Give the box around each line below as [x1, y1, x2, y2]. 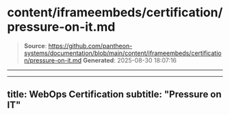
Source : [23, 42, 47, 50]
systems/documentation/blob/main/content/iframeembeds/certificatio [23, 49, 222, 57]
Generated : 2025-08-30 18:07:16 [83, 56, 177, 64]
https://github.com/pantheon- [48, 42, 133, 50]
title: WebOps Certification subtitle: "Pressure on [7, 88, 222, 100]
